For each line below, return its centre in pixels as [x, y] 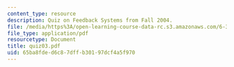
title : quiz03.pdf [34, 46]
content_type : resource [42, 14]
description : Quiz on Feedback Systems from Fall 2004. [90, 20]
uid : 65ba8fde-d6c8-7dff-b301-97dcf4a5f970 [71, 53]
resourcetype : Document [42, 40]
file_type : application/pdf [48, 33]
